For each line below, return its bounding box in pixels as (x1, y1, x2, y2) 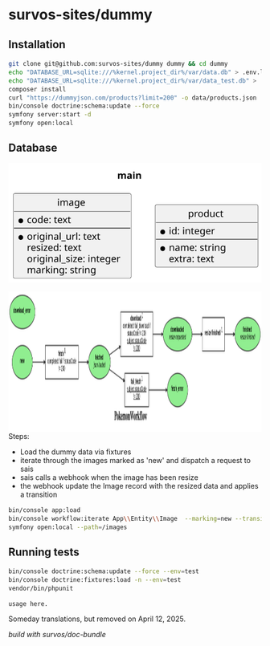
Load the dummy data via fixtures (19, 447, 132, 457)
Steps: (8, 431, 30, 441)
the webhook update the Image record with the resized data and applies (19, 481, 259, 490)
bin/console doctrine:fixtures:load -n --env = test (8, 576, 182, 584)
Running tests (8, 545, 80, 559)
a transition (19, 490, 58, 499)
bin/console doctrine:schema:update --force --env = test (8, 567, 199, 575)
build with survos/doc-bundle (8, 629, 107, 639)
